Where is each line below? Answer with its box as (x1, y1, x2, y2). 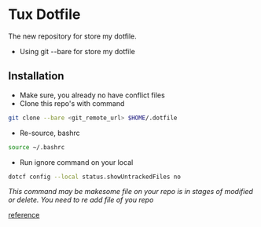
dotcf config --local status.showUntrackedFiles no (8, 173, 181, 181)
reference (8, 211, 40, 220)
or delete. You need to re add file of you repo (8, 195, 154, 205)
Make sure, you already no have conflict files (19, 90, 165, 100)
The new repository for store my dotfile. (8, 31, 138, 41)
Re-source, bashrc (19, 128, 80, 137)
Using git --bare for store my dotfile (19, 46, 135, 56)
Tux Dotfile (8, 5, 81, 24)
